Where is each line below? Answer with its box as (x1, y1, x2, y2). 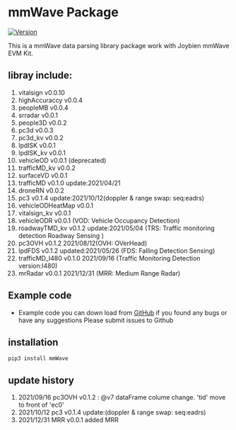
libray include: (8, 69, 73, 81)
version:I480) (18, 261, 58, 270)
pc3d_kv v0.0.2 (18, 133, 64, 142)
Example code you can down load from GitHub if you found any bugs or (18, 308, 228, 317)
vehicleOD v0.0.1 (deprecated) (18, 156, 107, 164)
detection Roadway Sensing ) (18, 231, 105, 239)
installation (8, 336, 59, 348)
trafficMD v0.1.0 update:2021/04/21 (18, 179, 121, 187)
